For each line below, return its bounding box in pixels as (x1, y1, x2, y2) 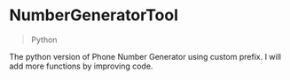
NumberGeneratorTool (9, 5, 179, 25)
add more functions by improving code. (9, 61, 153, 71)
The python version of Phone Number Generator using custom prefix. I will (9, 51, 282, 62)
